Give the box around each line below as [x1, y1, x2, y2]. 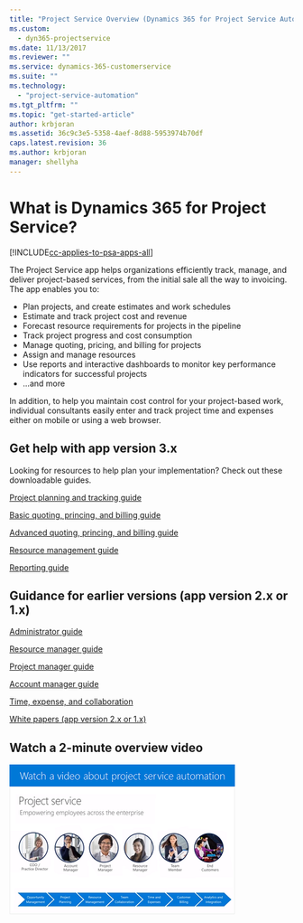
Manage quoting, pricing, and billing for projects [22, 339, 202, 350]
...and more [22, 378, 66, 389]
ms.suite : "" [9, 72, 59, 81]
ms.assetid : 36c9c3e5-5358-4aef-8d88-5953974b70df [9, 129, 204, 138]
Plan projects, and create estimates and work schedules [22, 301, 232, 312]
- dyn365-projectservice [17, 33, 111, 42]
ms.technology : [9, 81, 67, 90]
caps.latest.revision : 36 [9, 138, 106, 148]
